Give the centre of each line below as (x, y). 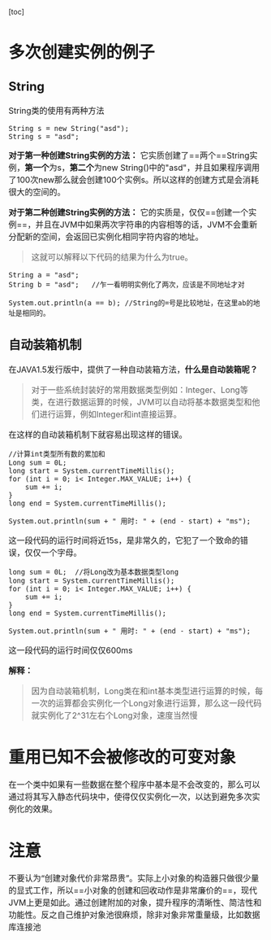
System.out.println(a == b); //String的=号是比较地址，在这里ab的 (131, 303)
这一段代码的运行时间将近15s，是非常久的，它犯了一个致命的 (125, 540)
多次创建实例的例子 (82, 51)
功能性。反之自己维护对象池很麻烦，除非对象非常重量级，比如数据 (135, 915)
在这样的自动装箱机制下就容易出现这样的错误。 (98, 435)
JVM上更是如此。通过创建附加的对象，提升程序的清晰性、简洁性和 (135, 903)
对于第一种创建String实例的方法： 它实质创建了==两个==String (129, 155)
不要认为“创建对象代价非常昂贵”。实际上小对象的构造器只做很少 (130, 878)
